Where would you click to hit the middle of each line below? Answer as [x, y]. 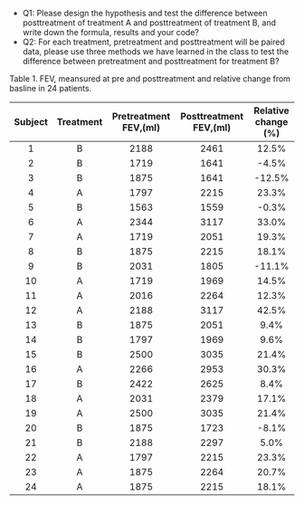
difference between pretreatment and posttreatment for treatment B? [151, 61]
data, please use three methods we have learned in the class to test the [156, 52]
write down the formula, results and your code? [110, 32]
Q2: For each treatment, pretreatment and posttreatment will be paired [153, 42]
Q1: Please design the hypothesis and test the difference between [145, 13]
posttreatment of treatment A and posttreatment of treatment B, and [149, 23]
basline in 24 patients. [51, 88]
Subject [31, 122]
